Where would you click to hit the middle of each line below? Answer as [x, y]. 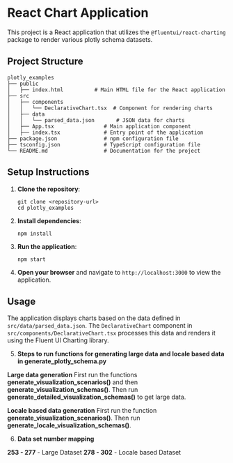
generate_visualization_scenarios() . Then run [74, 418]
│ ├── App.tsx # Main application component [99, 126]
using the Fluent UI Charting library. [58, 340]
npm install [34, 234]
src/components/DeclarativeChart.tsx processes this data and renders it [111, 333]
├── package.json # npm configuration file [93, 138]
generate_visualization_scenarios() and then [72, 382]
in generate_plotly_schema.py [62, 361]
